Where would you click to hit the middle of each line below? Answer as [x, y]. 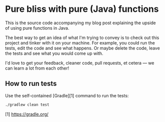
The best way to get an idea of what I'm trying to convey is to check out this [82, 38]
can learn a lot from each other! [37, 68]
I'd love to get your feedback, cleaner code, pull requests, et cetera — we [80, 63]
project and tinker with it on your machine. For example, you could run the [80, 42]
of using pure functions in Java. [37, 28]
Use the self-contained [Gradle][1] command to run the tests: [67, 95]
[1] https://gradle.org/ [27, 114]
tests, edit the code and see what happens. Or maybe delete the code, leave [82, 48]
